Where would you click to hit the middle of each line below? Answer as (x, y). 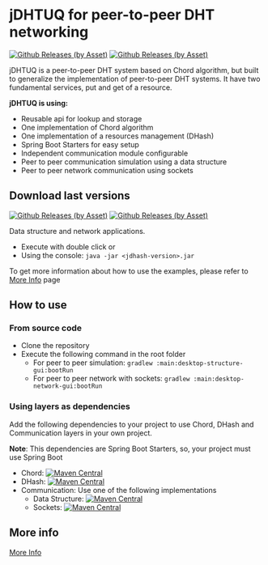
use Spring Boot (36, 457)
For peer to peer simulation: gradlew (93, 363)
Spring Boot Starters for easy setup (80, 144)
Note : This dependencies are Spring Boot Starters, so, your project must (130, 448)
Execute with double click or (68, 246)
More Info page (35, 279)
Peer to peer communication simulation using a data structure (124, 161)
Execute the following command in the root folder (103, 355)
